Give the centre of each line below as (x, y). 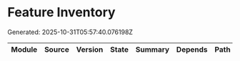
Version (90, 49)
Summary (152, 49)
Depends (192, 49)
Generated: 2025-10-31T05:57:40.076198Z (70, 32)
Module (24, 49)
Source (56, 49)
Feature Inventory (61, 12)
